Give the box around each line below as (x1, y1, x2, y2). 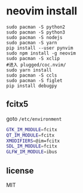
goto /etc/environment (6, 115, 62, 122)
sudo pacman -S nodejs (6, 34, 63, 40)
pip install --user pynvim (6, 45, 73, 51)
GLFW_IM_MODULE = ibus (6, 149, 58, 155)
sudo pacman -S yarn (6, 40, 58, 46)
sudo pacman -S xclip (6, 55, 60, 61)
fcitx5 (6, 99, 29, 109)
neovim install (6, 4, 78, 18)
